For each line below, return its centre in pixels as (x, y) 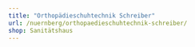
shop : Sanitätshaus (41, 30)
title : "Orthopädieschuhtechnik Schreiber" (82, 16)
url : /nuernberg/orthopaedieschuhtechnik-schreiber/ (98, 23)
